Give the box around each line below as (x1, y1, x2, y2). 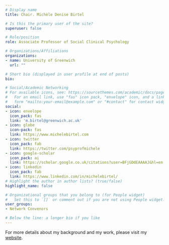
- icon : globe (5, 122, 35, 128)
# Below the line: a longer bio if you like (5, 215, 100, 221)
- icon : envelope (5, 108, 42, 113)
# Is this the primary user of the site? (5, 21, 94, 26)
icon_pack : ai (10, 155, 39, 161)
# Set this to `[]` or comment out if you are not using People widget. (5, 197, 165, 202)
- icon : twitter (5, 137, 39, 142)
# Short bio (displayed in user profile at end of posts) (5, 71, 129, 77)
